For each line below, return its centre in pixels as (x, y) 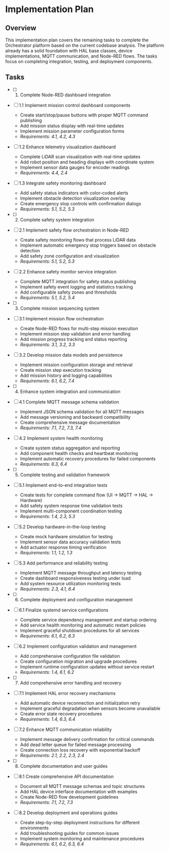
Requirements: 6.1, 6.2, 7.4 (47, 381)
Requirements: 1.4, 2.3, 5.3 (48, 516)
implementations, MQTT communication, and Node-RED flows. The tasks (81, 56)
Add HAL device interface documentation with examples (79, 791)
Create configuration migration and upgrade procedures (78, 661)
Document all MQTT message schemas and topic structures (82, 786)
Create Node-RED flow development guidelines (69, 797)
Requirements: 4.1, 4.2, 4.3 (48, 136)
